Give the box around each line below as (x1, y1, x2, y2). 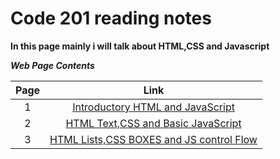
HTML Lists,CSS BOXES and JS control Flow (49, 132, 258, 146)
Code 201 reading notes (10, 7, 212, 30)
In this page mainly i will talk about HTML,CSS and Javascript (10, 40, 270, 52)
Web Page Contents (10, 59, 95, 71)
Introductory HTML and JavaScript (72, 100, 235, 114)
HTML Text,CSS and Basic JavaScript (65, 116, 242, 130)
